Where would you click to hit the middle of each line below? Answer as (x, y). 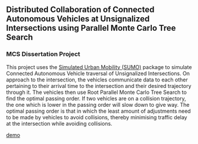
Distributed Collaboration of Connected (80, 10)
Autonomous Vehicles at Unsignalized (78, 19)
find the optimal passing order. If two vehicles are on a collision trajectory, (96, 98)
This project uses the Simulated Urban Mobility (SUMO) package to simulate (99, 67)
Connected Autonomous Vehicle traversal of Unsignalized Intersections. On (98, 73)
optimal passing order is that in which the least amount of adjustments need (98, 111)
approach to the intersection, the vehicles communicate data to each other (97, 80)
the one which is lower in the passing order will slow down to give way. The (98, 104)
